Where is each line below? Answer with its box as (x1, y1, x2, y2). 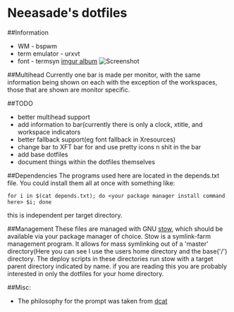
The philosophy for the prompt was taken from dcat (17, 297, 168, 305)
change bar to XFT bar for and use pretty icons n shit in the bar (17, 142, 202, 151)
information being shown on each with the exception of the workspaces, (7, 77, 218, 86)
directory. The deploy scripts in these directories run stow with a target (7, 254, 214, 263)
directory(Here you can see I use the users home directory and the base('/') (7, 247, 228, 255)
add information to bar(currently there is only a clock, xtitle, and (17, 120, 203, 128)
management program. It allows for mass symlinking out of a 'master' (7, 239, 209, 248)
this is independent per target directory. (7, 211, 123, 219)
